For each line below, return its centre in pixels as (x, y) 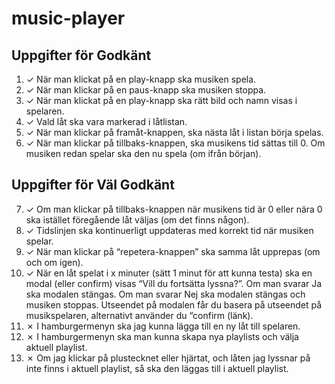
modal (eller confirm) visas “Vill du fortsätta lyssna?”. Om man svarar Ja (174, 283)
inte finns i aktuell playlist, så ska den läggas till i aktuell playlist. (157, 368)
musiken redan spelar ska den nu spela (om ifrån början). (143, 153)
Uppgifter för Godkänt (81, 55)
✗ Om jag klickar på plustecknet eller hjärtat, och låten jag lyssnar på (168, 358)
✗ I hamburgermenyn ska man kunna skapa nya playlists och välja (162, 336)
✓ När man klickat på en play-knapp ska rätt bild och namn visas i (161, 100)
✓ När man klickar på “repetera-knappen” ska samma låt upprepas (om (173, 251)
